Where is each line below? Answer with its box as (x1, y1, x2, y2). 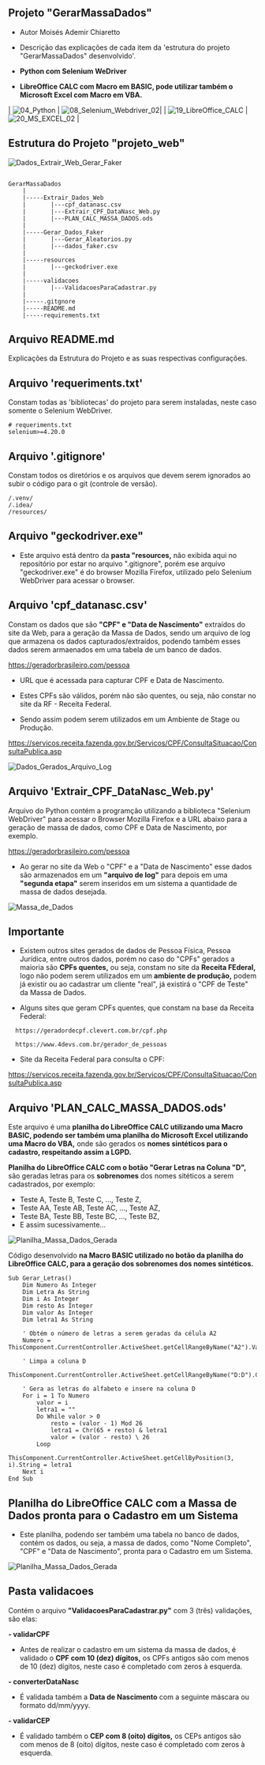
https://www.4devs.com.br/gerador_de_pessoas (15, 1041, 168, 1049)
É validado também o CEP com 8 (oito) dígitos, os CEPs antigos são (19, 1731, 242, 1740)
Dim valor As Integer (22, 1309, 93, 1317)
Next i (22, 1468, 44, 1476)
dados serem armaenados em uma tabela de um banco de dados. (8, 644, 222, 654)
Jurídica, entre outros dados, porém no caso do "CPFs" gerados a (19, 954, 235, 964)
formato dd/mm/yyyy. (19, 1700, 91, 1710)
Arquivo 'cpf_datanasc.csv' (8, 598, 147, 612)
